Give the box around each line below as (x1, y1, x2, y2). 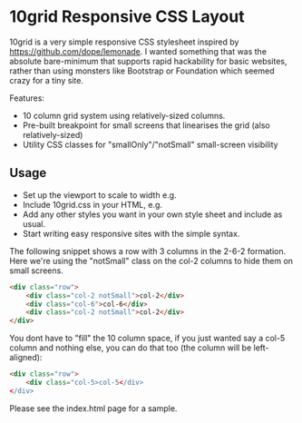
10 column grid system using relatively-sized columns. (22, 110, 226, 121)
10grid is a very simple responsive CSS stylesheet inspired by (9, 36, 239, 47)
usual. (22, 218, 46, 229)
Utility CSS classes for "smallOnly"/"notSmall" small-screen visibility (22, 139, 278, 150)
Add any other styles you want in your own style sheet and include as (22, 209, 283, 220)
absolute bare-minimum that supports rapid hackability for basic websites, (9, 55, 287, 66)
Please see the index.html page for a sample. (9, 402, 178, 414)
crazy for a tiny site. (9, 74, 84, 85)
